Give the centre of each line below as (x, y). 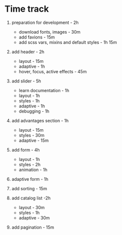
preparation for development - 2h (45, 22)
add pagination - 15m (33, 227)
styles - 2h (30, 164)
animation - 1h (33, 170)
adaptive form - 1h (30, 179)
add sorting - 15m (29, 188)
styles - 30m (32, 135)
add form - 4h (26, 150)
